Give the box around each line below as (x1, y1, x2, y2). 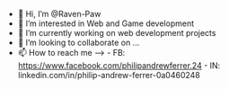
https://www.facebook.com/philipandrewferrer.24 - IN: (17, 60, 221, 71)
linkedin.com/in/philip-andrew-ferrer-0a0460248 (17, 70, 200, 80)
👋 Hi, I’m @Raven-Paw (17, 9, 101, 19)
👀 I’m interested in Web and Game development (17, 18, 195, 29)
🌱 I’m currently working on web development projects (17, 28, 216, 38)
